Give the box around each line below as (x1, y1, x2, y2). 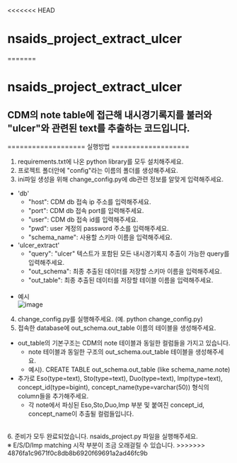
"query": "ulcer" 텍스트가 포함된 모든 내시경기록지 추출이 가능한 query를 (28, 249, 230, 258)
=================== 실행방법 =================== (7, 142, 190, 151)
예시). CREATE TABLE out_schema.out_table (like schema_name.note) (28, 365, 231, 374)
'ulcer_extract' (17, 241, 60, 249)
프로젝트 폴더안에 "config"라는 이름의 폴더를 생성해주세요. (17, 166, 178, 174)
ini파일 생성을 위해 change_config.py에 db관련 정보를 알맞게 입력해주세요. (17, 175, 224, 183)
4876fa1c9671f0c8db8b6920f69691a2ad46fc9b (7, 449, 149, 457)
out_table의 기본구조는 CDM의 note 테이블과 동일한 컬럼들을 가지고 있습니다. (17, 338, 231, 347)
